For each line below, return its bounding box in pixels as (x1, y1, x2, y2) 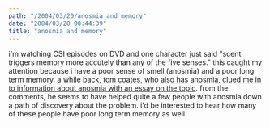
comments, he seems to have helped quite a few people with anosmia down (8, 92, 262, 102)
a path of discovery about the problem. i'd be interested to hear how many (8, 100, 257, 110)
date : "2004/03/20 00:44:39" (8, 19, 107, 28)
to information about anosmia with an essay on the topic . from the (8, 83, 229, 93)
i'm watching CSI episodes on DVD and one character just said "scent (8, 49, 242, 59)
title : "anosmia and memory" (8, 27, 107, 35)
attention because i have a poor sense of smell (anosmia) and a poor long (8, 66, 255, 76)
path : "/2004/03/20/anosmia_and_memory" (8, 11, 148, 20)
